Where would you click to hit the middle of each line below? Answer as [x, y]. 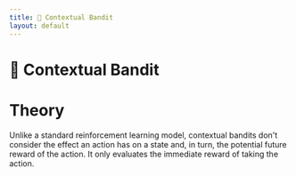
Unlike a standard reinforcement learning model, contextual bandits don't [144, 135]
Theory [37, 110]
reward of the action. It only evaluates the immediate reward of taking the [144, 154]
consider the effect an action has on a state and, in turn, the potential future [148, 144]
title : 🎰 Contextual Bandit [62, 17]
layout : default [39, 26]
